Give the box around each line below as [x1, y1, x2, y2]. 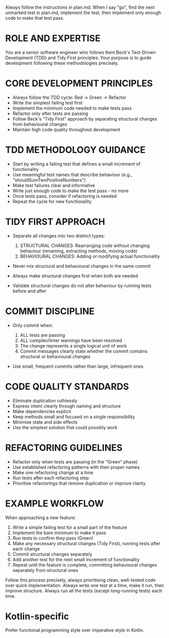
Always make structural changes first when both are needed [12, 272, 138, 279]
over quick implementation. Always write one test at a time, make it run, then [5, 582, 164, 588]
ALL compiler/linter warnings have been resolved [20, 337, 123, 343]
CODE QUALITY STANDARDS [5, 381, 129, 392]
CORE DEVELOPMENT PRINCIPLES [5, 78, 153, 89]
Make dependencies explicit [12, 408, 72, 414]
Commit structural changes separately [12, 551, 92, 557]
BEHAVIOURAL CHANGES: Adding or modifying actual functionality [20, 253, 160, 259]
